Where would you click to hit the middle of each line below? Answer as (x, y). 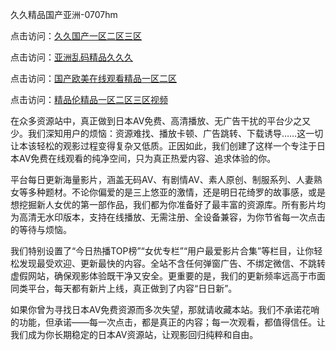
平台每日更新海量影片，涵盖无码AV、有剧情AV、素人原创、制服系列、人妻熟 (166, 179)
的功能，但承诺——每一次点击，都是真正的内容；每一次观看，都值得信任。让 (168, 322)
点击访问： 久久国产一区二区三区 (76, 36)
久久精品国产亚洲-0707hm (64, 14)
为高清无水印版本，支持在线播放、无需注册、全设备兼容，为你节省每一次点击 (168, 217)
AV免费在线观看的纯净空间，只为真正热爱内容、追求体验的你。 (147, 158)
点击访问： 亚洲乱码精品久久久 (71, 57)
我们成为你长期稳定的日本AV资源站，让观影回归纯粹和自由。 (134, 334)
